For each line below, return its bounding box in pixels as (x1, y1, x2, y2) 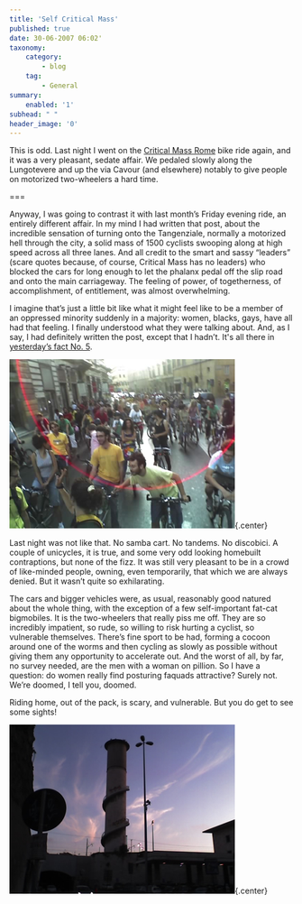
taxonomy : (9, 43, 47, 52)
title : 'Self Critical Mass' (9, 14, 119, 23)
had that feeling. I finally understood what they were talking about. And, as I (9, 322, 290, 333)
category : (25, 52, 63, 62)
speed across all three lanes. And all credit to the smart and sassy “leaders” (9, 247, 291, 258)
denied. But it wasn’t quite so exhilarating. (9, 576, 165, 586)
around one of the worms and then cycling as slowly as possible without (9, 641, 278, 652)
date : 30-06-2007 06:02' (9, 33, 103, 42)
